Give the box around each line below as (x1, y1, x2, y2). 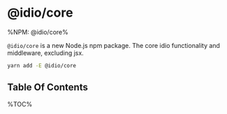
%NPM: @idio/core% (7, 28, 68, 36)
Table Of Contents (7, 81, 89, 93)
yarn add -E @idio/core (7, 62, 77, 69)
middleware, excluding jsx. (7, 49, 84, 57)
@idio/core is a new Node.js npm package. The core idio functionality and (7, 41, 220, 49)
